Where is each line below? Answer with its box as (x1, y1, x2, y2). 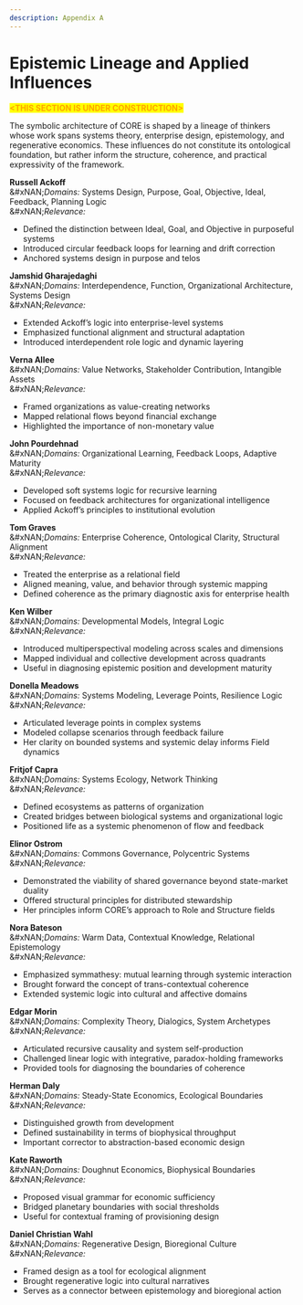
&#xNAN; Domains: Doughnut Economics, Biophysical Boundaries (9, 1163, 256, 1174)
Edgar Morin (9, 1005, 57, 1016)
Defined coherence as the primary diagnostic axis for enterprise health (22, 588, 290, 599)
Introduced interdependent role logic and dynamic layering (22, 336, 244, 347)
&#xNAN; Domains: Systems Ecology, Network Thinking (9, 774, 218, 784)
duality (22, 885, 49, 896)
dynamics (22, 746, 60, 757)
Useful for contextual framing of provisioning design (22, 1211, 220, 1222)
